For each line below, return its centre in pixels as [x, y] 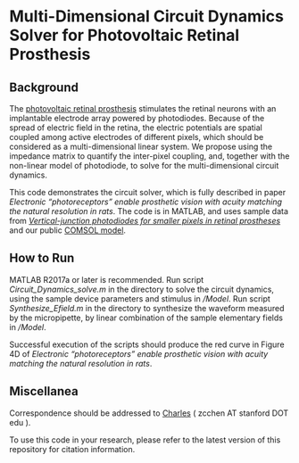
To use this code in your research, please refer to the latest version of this [145, 440]
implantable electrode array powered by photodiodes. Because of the [137, 118]
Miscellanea [44, 391]
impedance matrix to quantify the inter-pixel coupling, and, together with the [149, 156]
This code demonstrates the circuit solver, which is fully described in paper [148, 192]
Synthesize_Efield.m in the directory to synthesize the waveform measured [147, 308]
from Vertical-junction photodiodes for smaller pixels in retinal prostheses [145, 221]
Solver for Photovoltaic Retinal [125, 35]
